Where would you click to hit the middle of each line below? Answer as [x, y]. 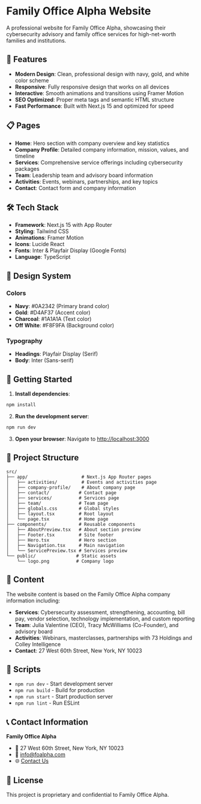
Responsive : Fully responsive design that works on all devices [92, 87]
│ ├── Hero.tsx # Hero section [61, 540]
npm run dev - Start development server [64, 684]
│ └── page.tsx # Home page [58, 519]
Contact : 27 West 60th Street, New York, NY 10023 [79, 651]
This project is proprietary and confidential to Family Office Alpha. [88, 794]
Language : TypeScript [43, 257]
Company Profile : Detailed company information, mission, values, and [102, 149]
